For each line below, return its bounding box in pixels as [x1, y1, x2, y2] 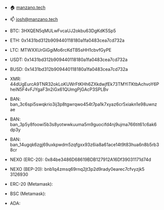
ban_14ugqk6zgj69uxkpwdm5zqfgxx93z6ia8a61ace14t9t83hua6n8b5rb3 [9, 141, 160, 147]
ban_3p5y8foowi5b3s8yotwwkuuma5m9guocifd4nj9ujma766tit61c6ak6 [9, 122, 157, 127]
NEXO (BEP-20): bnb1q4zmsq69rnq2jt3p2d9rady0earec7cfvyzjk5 [9, 166, 145, 172]
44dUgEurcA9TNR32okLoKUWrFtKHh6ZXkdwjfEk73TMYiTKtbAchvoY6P [9, 81, 160, 87]
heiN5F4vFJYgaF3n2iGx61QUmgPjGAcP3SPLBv [9, 86, 109, 92]
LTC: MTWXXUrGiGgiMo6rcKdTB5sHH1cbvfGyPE [9, 47, 112, 53]
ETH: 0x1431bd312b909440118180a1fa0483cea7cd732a [9, 37, 125, 43]
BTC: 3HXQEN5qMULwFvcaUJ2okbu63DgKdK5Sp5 [9, 28, 116, 34]
